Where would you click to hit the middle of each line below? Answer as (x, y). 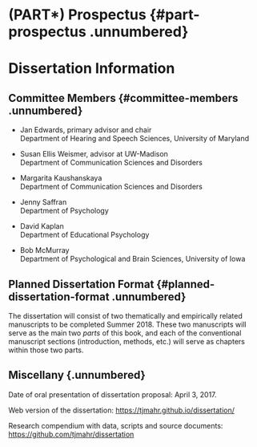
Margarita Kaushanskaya (61, 178)
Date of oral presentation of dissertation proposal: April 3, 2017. (113, 394)
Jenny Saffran (43, 202)
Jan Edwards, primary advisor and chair (86, 130)
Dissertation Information (92, 69)
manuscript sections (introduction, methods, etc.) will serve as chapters (127, 341)
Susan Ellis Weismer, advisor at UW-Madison (94, 154)
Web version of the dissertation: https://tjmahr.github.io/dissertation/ (121, 410)
